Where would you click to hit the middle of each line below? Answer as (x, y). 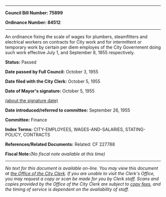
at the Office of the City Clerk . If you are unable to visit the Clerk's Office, (80, 173)
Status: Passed (21, 62)
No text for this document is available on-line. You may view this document (82, 168)
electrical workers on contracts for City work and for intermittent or (73, 42)
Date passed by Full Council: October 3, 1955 (52, 72)
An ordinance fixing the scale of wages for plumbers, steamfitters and (76, 37)
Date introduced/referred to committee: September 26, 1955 (68, 110)
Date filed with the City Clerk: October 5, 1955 (53, 81)
